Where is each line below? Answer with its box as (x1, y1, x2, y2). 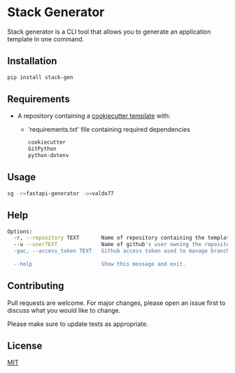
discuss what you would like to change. (7, 306, 121, 314)
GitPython (27, 145, 57, 153)
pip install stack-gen (7, 74, 73, 81)
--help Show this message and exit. (13, 260, 187, 267)
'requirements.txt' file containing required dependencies (27, 126, 191, 134)
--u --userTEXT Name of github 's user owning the (13, 241, 201, 248)
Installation (7, 55, 57, 67)
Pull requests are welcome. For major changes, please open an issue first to (7, 299, 226, 307)
